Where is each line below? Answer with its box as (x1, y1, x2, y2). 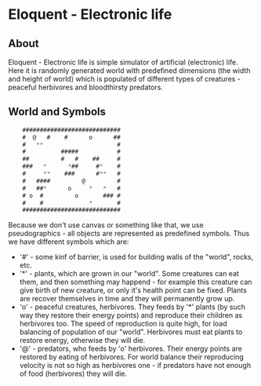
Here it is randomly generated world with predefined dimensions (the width (8, 66, 251, 75)
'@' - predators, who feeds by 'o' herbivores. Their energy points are (19, 344, 243, 354)
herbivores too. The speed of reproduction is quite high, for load (19, 319, 227, 329)
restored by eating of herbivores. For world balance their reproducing (19, 352, 245, 362)
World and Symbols (8, 105, 107, 118)
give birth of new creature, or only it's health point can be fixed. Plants (19, 286, 247, 295)
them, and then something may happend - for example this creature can (19, 277, 252, 287)
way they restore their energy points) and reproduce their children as (19, 311, 243, 320)
